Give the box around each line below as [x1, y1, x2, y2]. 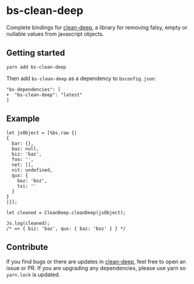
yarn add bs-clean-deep [6, 64, 67, 70]
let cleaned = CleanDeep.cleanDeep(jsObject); [6, 209, 126, 216]
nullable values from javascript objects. [6, 30, 104, 37]
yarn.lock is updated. [6, 271, 61, 279]
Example [6, 114, 40, 124]
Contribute [6, 241, 48, 252]
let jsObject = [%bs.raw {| [6, 130, 78, 136]
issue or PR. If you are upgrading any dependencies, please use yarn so [6, 265, 186, 272]
